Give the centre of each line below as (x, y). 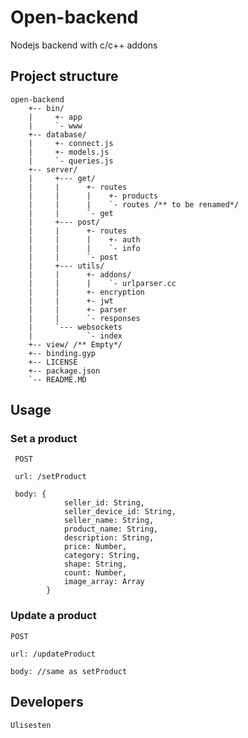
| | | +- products (93, 196)
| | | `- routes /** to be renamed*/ (134, 204)
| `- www (55, 126)
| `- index (75, 336)
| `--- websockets (75, 327)
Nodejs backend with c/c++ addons (84, 45)
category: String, (102, 556)
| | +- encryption (86, 292)
